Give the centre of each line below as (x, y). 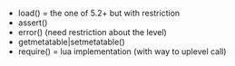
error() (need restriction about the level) (93, 32)
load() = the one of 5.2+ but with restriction (99, 13)
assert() (33, 23)
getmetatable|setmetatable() (71, 42)
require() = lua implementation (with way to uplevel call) (122, 52)
